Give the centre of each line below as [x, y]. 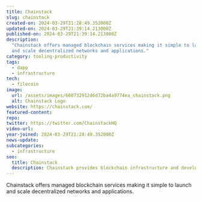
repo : [13, 118]
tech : [13, 79]
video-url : [20, 129]
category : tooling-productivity [47, 56]
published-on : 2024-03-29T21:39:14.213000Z [62, 34]
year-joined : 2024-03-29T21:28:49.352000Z [60, 135]
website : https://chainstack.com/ [50, 106]
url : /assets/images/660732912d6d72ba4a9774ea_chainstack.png [91, 95]
